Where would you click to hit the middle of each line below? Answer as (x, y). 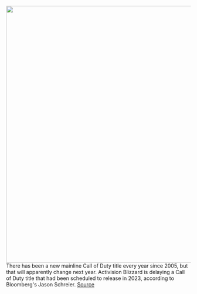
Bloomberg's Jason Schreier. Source (50, 284)
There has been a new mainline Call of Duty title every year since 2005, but (97, 266)
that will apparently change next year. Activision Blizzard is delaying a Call (96, 272)
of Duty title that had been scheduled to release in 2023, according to (90, 278)
